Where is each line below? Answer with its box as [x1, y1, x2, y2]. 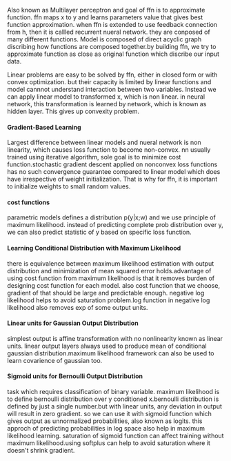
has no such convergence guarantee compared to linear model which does [7, 168, 221, 176]
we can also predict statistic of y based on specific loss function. [7, 228, 192, 237]
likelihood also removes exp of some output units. [7, 303, 148, 311]
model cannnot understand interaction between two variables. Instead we [7, 86, 217, 93]
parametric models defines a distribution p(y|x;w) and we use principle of [7, 213, 216, 222]
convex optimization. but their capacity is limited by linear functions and [7, 78, 212, 86]
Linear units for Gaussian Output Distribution [7, 319, 139, 327]
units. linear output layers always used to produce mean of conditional [7, 342, 207, 350]
